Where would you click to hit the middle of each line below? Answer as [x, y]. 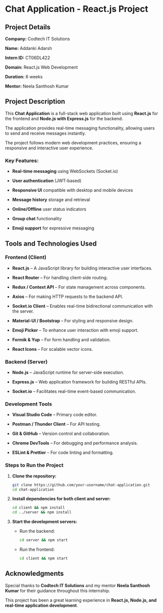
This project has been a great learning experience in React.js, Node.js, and [81, 600]
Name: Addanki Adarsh [29, 48]
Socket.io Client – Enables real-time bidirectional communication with [82, 306]
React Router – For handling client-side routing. [60, 277]
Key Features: [22, 160]
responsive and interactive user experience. [49, 148]
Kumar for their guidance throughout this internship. [58, 590]
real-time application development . [41, 605]
